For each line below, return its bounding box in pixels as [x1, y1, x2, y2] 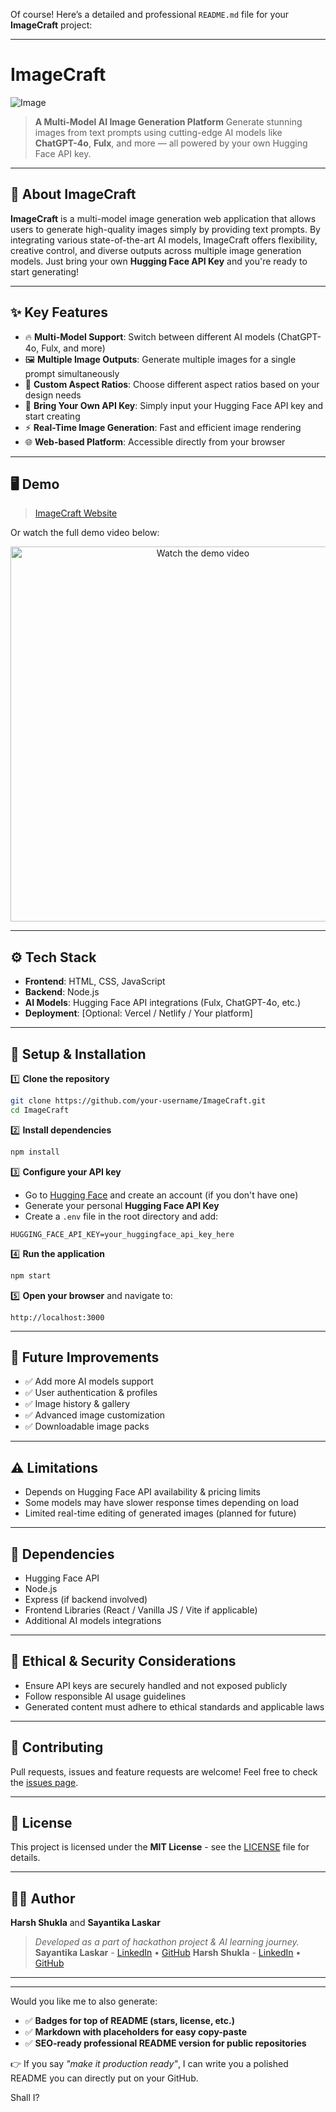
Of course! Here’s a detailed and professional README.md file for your [10, 9, 290, 20]
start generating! [10, 265, 80, 278]
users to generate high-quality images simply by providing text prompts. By [10, 223, 321, 235]
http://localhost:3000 [10, 1312, 105, 1323]
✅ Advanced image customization [24, 1409, 166, 1421]
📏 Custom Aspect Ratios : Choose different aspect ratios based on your [24, 378, 320, 390]
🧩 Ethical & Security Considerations [10, 1653, 237, 1670]
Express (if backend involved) [24, 1593, 148, 1605]
